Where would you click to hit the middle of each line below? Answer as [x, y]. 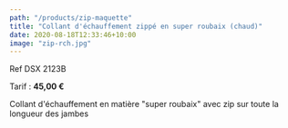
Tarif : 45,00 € [37, 86]
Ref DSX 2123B [38, 69]
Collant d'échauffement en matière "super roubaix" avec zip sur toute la [144, 104]
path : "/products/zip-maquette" [71, 18]
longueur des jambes [49, 113]
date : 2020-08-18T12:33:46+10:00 [73, 34]
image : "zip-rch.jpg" [51, 43]
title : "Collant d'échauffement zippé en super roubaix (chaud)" [136, 26]
